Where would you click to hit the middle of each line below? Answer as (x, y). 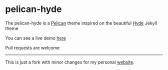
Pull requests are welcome (32, 47)
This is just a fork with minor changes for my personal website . (70, 62)
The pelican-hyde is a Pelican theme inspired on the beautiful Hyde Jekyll (81, 23)
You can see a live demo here (36, 38)
